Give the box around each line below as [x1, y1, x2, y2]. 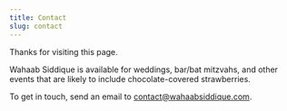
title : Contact [9, 13, 67, 23]
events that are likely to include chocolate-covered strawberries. [9, 73, 252, 84]
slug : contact [9, 22, 64, 31]
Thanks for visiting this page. [9, 46, 118, 57]
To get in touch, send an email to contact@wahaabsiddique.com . [9, 91, 252, 102]
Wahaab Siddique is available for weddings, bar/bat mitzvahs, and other [9, 64, 279, 75]
